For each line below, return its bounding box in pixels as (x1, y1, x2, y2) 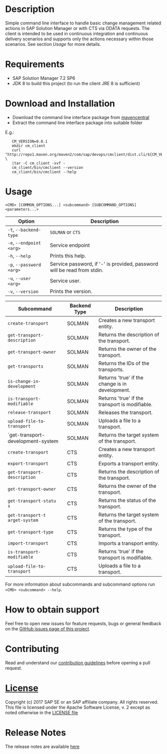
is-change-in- (7, 378, 41, 384)
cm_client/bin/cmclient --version (11, 165, 83, 170)
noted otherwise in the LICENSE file (5, 709, 78, 716)
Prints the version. (50, 288, 92, 295)
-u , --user (7, 275, 31, 282)
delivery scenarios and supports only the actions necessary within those (5, 36, 154, 42)
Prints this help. (50, 252, 86, 259)
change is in (98, 380, 127, 387)
